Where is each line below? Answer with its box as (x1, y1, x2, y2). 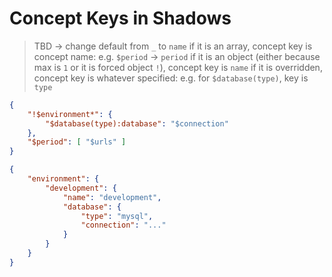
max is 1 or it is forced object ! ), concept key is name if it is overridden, (33, 61, 323, 73)
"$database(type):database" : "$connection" (45, 118, 229, 129)
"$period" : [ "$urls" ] (27, 137, 127, 147)
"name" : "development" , (62, 192, 162, 202)
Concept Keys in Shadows (9, 7, 232, 30)
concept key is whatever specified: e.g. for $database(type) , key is (33, 72, 309, 84)
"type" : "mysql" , (80, 211, 154, 221)
